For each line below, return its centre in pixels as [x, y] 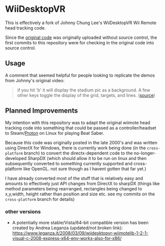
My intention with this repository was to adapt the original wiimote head [78, 123]
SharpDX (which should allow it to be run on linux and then [87, 158]
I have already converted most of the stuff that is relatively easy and [74, 178]
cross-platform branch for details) [40, 199]
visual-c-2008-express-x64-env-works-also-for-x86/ [67, 238]
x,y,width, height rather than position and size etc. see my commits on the [80, 194]
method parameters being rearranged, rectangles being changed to [74, 188]
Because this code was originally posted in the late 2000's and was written [81, 142]
